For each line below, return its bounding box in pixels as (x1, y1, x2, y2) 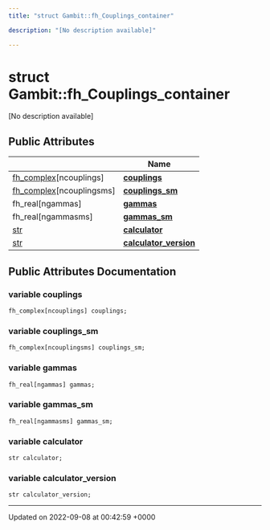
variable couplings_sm (8, 325, 99, 336)
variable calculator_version (8, 473, 117, 484)
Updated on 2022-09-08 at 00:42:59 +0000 (8, 512, 156, 522)
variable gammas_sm (8, 399, 94, 410)
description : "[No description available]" (8, 26, 157, 35)
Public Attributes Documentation (8, 264, 177, 278)
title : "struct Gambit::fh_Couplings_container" (8, 11, 174, 20)
